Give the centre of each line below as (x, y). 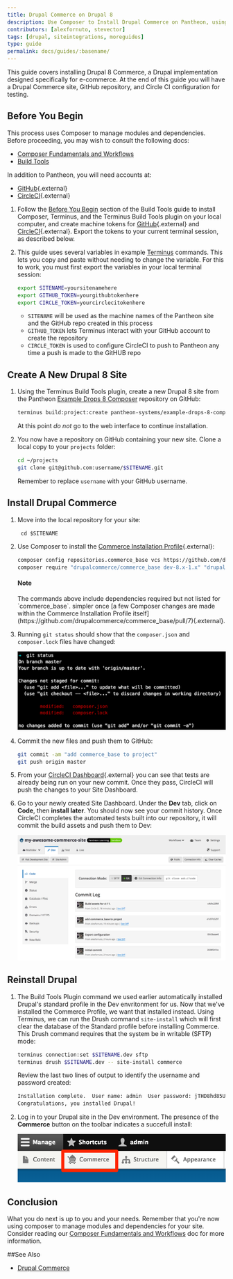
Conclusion (33, 1202)
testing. (18, 94)
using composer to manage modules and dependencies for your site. (106, 1226)
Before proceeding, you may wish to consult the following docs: (98, 140)
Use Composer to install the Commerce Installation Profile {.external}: (116, 546)
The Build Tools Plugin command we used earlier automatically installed (120, 996)
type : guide (24, 44)
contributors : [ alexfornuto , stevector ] (67, 29)
